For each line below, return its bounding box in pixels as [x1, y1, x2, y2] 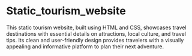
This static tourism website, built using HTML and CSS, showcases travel [6, 24, 187, 31]
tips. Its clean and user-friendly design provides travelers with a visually [6, 36, 184, 43]
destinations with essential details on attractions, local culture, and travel [6, 30, 186, 37]
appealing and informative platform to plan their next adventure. [6, 43, 164, 50]
